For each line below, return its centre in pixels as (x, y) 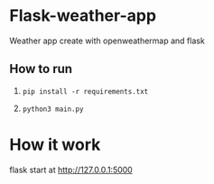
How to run (41, 69)
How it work (55, 144)
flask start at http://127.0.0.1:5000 (71, 170)
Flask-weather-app (83, 16)
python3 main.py (53, 109)
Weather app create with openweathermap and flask (107, 41)
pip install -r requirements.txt (85, 91)
